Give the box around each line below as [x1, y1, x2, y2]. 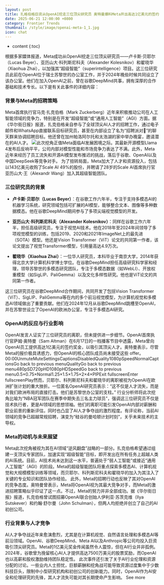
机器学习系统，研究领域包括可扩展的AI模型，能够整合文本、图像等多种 [12, 202, 154, 208]
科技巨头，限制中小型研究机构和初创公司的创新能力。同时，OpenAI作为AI [5, 568, 153, 574]
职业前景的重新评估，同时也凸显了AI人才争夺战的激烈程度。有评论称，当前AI [5, 408, 159, 413]
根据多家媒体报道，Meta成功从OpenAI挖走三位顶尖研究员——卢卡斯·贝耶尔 [5, 53, 156, 59]
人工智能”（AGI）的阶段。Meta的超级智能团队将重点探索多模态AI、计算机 [5, 464, 153, 470]
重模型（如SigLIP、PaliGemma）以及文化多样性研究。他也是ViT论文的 [12, 272, 153, 278]
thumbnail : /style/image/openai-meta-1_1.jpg [5, 25, 99, 30]
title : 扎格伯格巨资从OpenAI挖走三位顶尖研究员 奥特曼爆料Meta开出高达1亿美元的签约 [5, 12, 160, 17]
